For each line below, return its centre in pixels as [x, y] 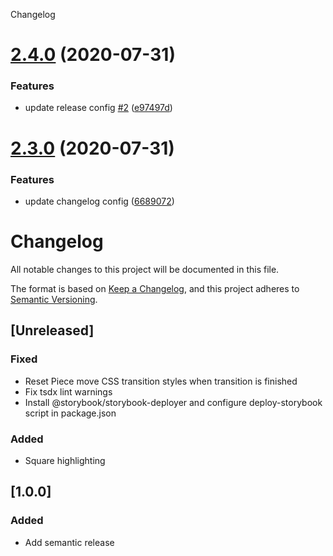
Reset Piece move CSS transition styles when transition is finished [161, 381]
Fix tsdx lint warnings [68, 391]
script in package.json [70, 413]
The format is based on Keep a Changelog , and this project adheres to [155, 288]
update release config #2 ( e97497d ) [98, 108]
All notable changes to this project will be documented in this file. [145, 269]
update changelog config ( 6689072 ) [99, 201]
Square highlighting [65, 460]
